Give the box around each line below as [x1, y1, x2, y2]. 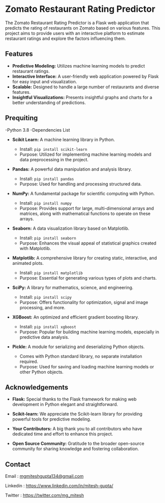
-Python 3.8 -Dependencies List [5, 127, 70, 133]
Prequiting [5, 114, 38, 122]
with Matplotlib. [19, 245, 51, 251]
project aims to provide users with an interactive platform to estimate [5, 30, 145, 36]
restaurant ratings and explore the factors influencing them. [5, 36, 126, 41]
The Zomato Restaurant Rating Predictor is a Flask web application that [5, 20, 149, 26]
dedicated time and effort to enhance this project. [12, 431, 113, 437]
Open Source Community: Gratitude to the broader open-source [12, 440, 144, 447]
